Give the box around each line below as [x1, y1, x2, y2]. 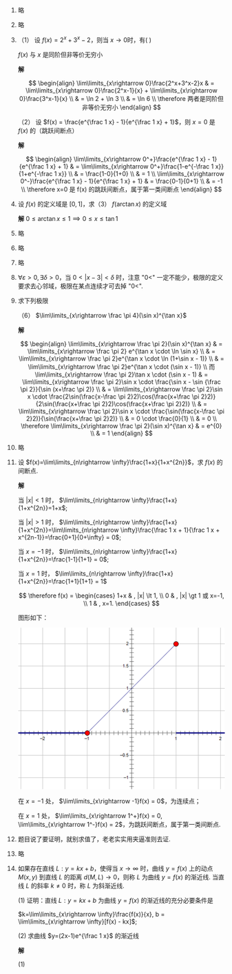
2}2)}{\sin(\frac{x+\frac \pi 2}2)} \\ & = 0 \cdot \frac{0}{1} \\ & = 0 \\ [25, 414, 218, 423]
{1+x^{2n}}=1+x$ [17, 504, 66, 512]
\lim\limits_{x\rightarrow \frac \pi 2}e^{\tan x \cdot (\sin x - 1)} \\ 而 [28, 362, 215, 371]
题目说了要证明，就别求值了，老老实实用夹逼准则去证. [17, 834, 171, 843]
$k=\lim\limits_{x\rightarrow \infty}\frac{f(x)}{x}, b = [17, 910, 165, 918]
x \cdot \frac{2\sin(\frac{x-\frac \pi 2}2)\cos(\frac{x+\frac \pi [27, 392, 200, 401]
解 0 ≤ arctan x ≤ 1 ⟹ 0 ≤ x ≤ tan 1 [17, 214, 118, 222]
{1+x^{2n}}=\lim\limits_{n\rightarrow [17, 526, 119, 534]
